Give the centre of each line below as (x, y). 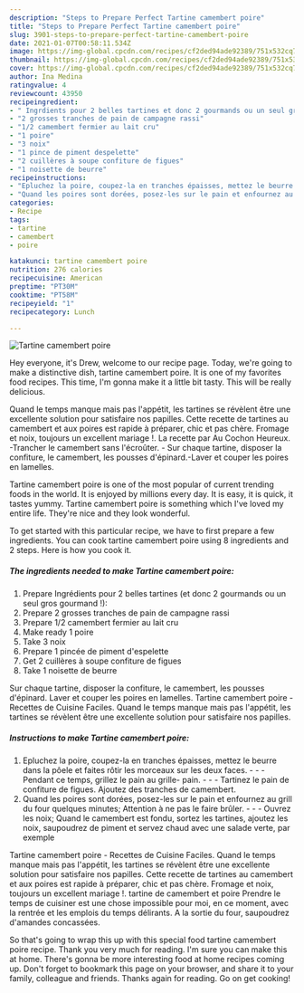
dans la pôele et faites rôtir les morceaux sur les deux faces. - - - (143, 770)
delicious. (27, 392)
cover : (22, 69)
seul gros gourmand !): (65, 604)
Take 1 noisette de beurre (70, 671)
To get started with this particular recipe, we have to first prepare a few (142, 531)
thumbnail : (30, 60)
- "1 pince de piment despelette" (75, 152)
